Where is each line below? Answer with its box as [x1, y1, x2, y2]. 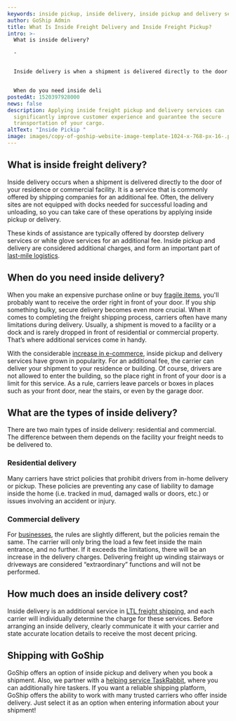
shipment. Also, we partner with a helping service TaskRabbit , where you [7, 676, 218, 684]
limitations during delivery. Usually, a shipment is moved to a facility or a [7, 320, 216, 328]
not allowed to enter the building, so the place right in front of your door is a [7, 371, 227, 380]
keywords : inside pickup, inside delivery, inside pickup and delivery [7, 10, 221, 18]
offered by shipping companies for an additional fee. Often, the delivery [7, 192, 214, 201]
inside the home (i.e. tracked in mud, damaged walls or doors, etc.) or [7, 489, 209, 498]
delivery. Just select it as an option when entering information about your [7, 698, 219, 707]
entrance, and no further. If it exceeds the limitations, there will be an [7, 545, 206, 553]
